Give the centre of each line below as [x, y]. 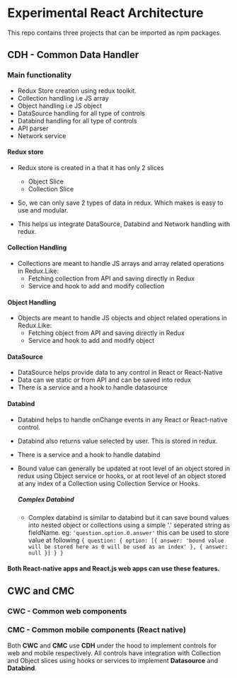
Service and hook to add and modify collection [96, 286]
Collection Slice [51, 188]
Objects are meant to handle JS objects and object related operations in [122, 318]
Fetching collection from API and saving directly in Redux [111, 278]
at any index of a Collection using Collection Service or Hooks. [109, 483]
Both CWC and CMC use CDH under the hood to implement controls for [112, 645]
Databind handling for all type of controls [77, 120]
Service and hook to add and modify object [91, 341]
